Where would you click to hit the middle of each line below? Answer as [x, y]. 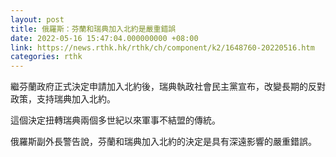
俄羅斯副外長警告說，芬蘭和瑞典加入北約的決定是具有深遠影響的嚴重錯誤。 [163, 142]
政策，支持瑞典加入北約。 [63, 99]
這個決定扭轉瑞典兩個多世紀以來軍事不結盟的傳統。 [115, 120]
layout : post [37, 19]
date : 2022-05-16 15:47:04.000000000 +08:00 [104, 38]
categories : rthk [46, 57]
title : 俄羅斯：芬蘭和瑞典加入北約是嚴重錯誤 [93, 29]
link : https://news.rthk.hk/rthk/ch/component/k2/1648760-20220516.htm [162, 47]
